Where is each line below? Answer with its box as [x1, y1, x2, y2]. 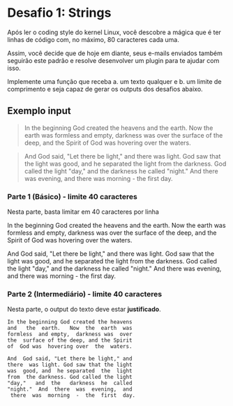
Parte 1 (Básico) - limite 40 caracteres [7, 191, 137, 201]
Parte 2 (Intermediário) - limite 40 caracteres [7, 289, 163, 298]
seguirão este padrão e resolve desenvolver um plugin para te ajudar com [7, 56, 220, 64]
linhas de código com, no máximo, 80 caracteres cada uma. [7, 35, 179, 43]
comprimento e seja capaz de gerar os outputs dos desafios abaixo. [7, 85, 204, 93]
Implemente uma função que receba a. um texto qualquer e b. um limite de [7, 77, 222, 85]
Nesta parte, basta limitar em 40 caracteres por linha [7, 208, 159, 216]
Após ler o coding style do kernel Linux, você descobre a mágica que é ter [7, 28, 222, 36]
